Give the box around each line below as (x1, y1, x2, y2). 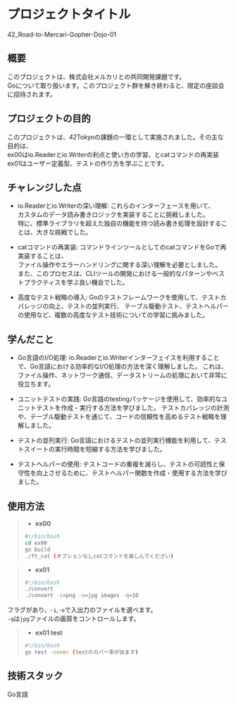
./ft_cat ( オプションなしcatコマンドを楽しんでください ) (24, 552, 174, 560)
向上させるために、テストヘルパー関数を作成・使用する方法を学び (36, 469, 228, 478)
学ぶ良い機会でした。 (66, 278, 129, 287)
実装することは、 (17, 251, 68, 261)
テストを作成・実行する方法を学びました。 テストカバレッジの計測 (36, 404, 230, 412)
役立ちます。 (17, 380, 55, 388)
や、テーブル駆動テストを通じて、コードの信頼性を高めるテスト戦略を (17, 413, 221, 421)
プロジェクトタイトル (7, 6, 132, 23)
